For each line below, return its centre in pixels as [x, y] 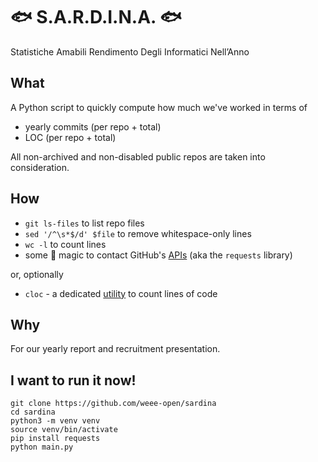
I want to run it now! [73, 380]
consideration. [40, 167]
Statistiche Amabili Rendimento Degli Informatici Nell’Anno [130, 51]
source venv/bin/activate [64, 430]
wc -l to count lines [65, 244]
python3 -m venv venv [55, 421]
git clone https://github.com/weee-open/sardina [113, 404]
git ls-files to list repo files [84, 223]
